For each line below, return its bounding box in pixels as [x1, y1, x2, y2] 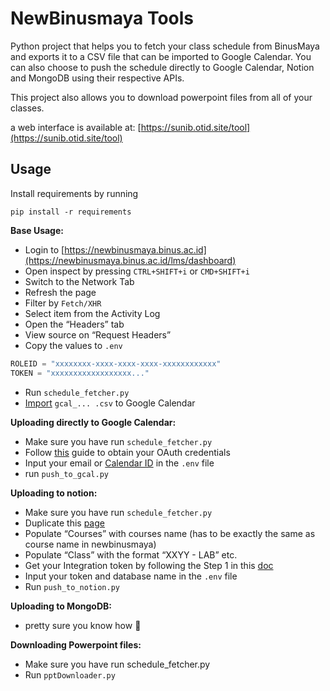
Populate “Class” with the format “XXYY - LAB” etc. [24, 548, 238, 561]
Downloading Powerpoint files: [10, 638, 142, 651]
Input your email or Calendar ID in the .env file [24, 457, 215, 469]
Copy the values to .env [24, 339, 123, 351]
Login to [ [24, 243, 65, 256]
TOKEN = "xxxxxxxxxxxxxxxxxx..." [10, 368, 150, 378]
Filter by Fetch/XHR [24, 297, 102, 309]
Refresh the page [24, 286, 97, 298]
